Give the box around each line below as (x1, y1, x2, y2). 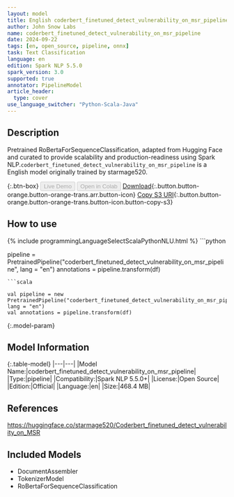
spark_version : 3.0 (7, 68, 64, 75)
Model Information (7, 341, 90, 353)
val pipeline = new (7, 290, 64, 297)
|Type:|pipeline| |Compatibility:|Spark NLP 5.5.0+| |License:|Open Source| (7, 375, 219, 383)
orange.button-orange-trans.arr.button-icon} (7, 190, 136, 199)
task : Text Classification (7, 50, 86, 57)
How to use (7, 218, 57, 230)
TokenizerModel (17, 474, 64, 482)
